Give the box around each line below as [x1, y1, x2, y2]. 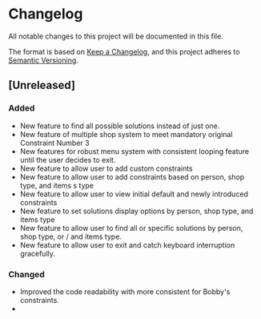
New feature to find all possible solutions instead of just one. [19, 121, 220, 131]
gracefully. [19, 248, 56, 258]
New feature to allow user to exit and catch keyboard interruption [19, 240, 235, 249]
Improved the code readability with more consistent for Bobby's [19, 286, 231, 297]
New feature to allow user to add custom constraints [19, 164, 194, 173]
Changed [8, 269, 46, 280]
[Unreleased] [8, 79, 76, 92]
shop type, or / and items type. [19, 232, 122, 241]
